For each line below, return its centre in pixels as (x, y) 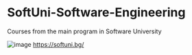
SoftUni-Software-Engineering (96, 13)
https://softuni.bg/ (59, 44)
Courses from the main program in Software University (85, 31)
